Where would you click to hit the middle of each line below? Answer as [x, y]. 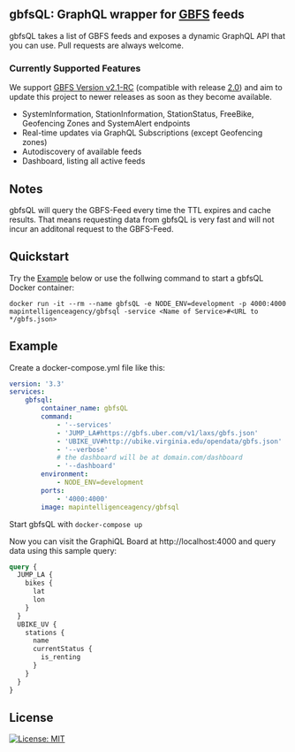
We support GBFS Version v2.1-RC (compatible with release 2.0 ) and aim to [146, 88]
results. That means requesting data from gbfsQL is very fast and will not [142, 219]
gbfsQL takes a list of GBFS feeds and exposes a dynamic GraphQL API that [147, 35]
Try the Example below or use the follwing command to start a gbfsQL [136, 278]
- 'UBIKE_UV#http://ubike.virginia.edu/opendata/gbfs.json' [169, 441]
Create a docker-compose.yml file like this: [87, 367]
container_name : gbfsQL [84, 409]
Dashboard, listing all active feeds [83, 161]
